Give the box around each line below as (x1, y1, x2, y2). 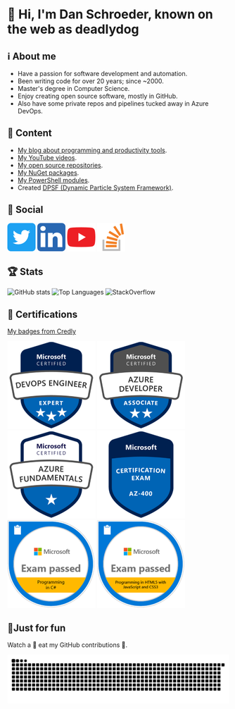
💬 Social (7, 204, 44, 216)
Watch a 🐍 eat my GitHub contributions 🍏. (7, 641, 128, 649)
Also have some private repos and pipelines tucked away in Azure (17, 99, 209, 108)
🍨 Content (7, 127, 53, 140)
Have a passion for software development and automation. (17, 70, 188, 78)
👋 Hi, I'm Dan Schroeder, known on (7, 6, 213, 23)
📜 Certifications (7, 308, 78, 320)
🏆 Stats (7, 266, 44, 278)
